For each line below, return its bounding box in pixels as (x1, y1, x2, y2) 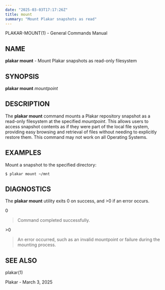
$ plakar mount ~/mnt (5, 171, 50, 177)
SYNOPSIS (5, 72, 39, 81)
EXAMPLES (5, 149, 41, 157)
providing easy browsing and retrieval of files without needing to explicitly (5, 129, 157, 135)
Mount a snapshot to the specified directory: (5, 162, 97, 168)
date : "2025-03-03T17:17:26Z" (5, 7, 68, 12)
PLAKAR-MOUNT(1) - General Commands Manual (5, 30, 108, 36)
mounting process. (17, 242, 56, 248)
